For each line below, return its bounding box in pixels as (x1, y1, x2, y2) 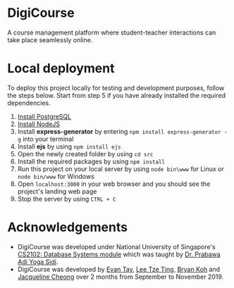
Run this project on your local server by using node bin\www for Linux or (17, 164, 224, 173)
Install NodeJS (17, 120, 61, 128)
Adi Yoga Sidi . (17, 257, 58, 265)
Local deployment (7, 61, 115, 77)
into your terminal (22, 134, 74, 143)
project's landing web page (17, 187, 97, 195)
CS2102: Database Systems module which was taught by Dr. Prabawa (17, 250, 221, 258)
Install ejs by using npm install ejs (17, 142, 121, 151)
